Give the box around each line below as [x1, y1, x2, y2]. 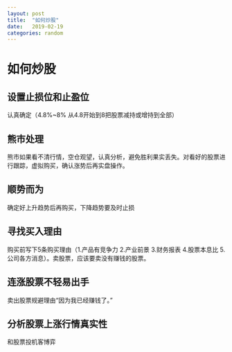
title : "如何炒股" [7, 17, 60, 24]
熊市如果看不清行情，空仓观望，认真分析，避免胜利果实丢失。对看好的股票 [7, 153, 220, 161]
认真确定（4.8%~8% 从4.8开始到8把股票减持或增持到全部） [7, 111, 178, 119]
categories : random [7, 29, 64, 37]
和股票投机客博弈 [7, 337, 56, 346]
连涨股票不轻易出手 [7, 276, 89, 288]
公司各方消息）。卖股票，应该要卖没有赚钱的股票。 [7, 254, 150, 262]
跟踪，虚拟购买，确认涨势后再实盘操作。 [12, 161, 129, 170]
